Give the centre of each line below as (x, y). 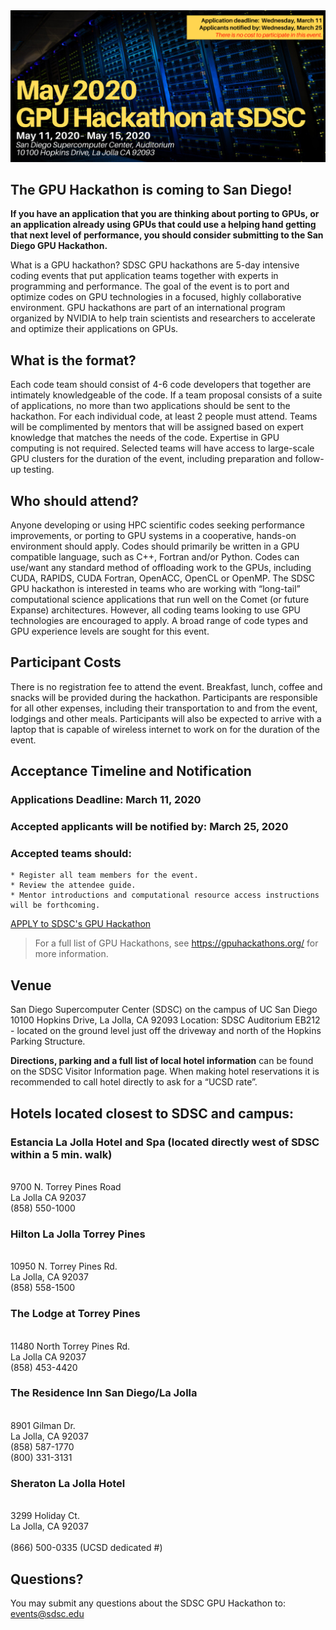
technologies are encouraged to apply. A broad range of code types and (159, 621)
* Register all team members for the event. (104, 875)
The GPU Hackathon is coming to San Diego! (151, 190)
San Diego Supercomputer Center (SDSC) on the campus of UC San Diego (164, 1010)
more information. (71, 954)
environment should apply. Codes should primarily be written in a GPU (155, 546)
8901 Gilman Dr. (43, 1425)
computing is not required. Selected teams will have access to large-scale (162, 448)
